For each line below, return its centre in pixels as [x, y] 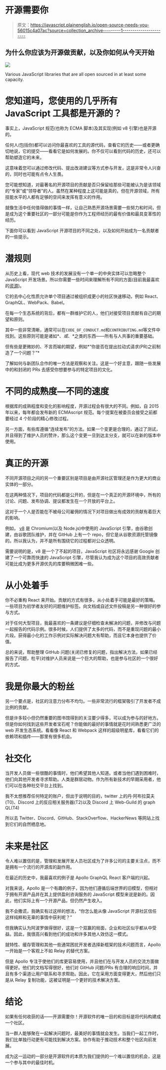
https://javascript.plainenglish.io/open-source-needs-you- [90, 25]
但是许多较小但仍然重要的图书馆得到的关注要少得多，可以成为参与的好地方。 [83, 718]
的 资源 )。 [15, 285]
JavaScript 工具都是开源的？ [63, 113]
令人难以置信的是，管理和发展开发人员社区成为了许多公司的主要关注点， [79, 861]
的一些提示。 [18, 237]
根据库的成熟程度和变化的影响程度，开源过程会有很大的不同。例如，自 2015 [82, 406]
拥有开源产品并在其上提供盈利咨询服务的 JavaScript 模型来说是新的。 [80, 894]
